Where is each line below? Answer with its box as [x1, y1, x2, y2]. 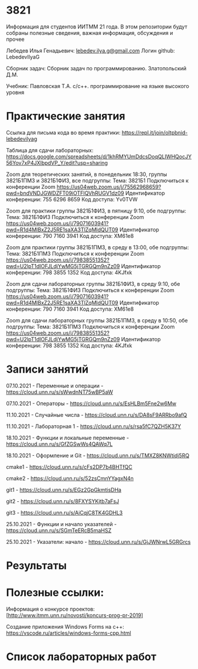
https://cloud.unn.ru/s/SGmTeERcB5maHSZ [6, 527, 112, 534]
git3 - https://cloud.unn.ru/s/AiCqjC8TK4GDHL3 [6, 509, 123, 516]
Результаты [6, 559, 67, 572]
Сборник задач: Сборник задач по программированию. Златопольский [6, 64, 187, 71]
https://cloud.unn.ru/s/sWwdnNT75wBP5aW [6, 388, 113, 396]
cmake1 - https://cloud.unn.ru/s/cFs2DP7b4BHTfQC [6, 463, 133, 470]
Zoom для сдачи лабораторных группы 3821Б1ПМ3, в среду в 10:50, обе [6, 316, 189, 324]
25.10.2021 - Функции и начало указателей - [6, 520, 117, 527]
